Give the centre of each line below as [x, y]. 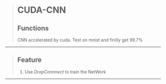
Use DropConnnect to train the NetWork [65, 72]
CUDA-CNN [41, 10]
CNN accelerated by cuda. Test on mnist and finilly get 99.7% [80, 40]
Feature [29, 60]
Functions [33, 28]
